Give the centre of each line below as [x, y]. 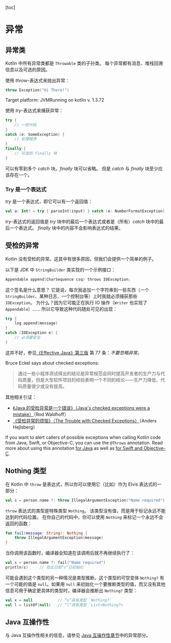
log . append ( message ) [36, 323]
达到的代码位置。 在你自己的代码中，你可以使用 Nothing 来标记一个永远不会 [84, 517]
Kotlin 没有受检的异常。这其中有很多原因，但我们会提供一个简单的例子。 [81, 259]
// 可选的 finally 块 [36, 153]
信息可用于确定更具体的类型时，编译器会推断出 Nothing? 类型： [72, 590]
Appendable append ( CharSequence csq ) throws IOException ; [68, 279]
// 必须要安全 [27, 338]
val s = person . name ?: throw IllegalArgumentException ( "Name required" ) [85, 500]
